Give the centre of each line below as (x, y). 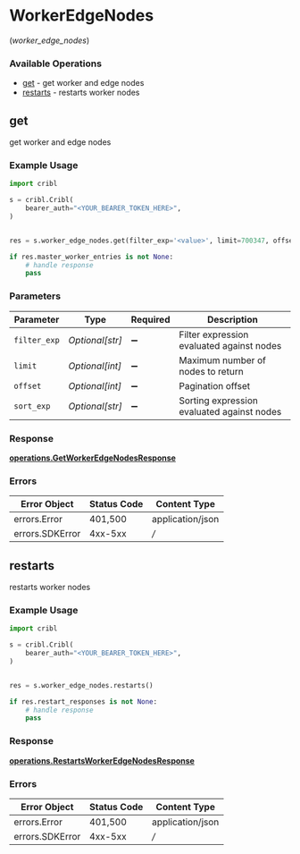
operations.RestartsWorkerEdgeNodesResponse (102, 760)
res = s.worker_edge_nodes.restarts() (81, 685)
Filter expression (213, 334)
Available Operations (56, 63)
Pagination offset (214, 385)
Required (150, 319)
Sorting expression (218, 401)
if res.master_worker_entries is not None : (92, 257)
